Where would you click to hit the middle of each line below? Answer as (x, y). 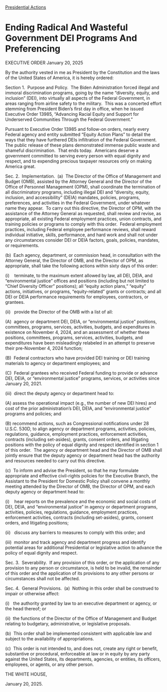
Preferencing (33, 49)
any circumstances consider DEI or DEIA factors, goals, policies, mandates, (82, 240)
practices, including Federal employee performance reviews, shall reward (81, 229)
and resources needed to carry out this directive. (55, 460)
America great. (20, 166)
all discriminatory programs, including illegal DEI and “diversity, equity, (78, 192)
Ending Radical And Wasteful (67, 28)
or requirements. (22, 245)
